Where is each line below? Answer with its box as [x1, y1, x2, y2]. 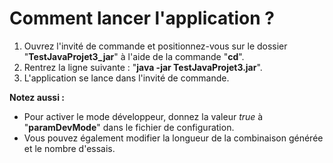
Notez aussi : [9, 91, 65, 103]
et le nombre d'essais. [23, 142, 116, 154]
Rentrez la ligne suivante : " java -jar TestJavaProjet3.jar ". [23, 61, 263, 73]
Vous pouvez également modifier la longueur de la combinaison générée [23, 132, 324, 144]
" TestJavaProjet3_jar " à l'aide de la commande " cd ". [23, 50, 245, 62]
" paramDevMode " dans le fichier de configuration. [23, 121, 235, 133]
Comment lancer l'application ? [9, 7, 276, 30]
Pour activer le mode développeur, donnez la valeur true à [23, 110, 264, 122]
